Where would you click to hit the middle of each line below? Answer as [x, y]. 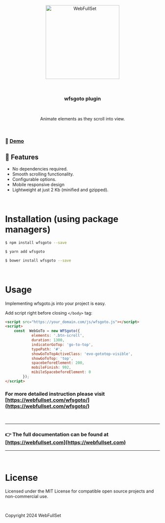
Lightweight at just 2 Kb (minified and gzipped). [60, 190]
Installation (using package [62, 219]
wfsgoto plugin [82, 98]
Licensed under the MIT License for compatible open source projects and [80, 491]
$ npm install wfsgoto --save [36, 243]
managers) [28, 230]
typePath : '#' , [47, 349]
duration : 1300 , [48, 340]
